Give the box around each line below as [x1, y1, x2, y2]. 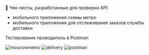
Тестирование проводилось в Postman [5, 35, 89, 40]
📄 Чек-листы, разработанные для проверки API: [5, 5, 109, 10]
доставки [12, 25, 33, 31]
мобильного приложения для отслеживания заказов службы [12, 20, 144, 25]
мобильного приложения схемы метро [12, 14, 97, 20]
